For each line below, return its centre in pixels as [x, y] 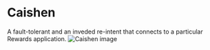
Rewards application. [37, 38]
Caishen [31, 13]
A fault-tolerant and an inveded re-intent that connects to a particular [105, 32]
